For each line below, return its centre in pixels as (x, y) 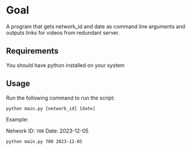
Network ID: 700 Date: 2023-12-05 (47, 131)
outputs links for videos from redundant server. (63, 32)
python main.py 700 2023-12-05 (44, 141)
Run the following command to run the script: (61, 98)
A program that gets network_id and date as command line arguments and (96, 26)
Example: (17, 119)
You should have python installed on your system (65, 65)
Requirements (32, 51)
